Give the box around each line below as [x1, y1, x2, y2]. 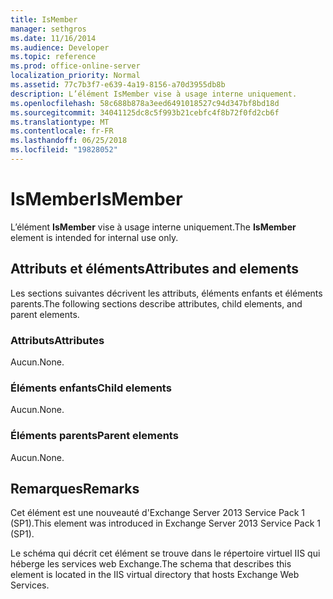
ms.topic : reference [10, 52, 97, 62]
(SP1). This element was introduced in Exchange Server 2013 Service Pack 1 [10, 517, 322, 530]
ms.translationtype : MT [10, 117, 110, 127]
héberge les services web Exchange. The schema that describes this [10, 558, 292, 570]
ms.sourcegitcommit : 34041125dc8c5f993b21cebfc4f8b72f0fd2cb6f [10, 107, 280, 118]
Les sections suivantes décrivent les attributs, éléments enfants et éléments [10, 287, 323, 299]
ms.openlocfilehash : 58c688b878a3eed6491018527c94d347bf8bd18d [10, 98, 280, 108]
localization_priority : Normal [10, 71, 141, 81]
